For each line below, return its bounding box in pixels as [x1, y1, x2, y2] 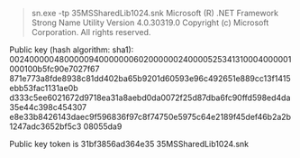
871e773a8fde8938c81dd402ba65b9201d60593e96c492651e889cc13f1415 [9, 73, 291, 84]
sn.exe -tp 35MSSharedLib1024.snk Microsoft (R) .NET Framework [31, 8, 279, 18]
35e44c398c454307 [9, 102, 87, 112]
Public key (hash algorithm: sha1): [9, 44, 134, 55]
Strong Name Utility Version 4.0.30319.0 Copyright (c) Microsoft [31, 17, 269, 28]
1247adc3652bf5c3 [9, 121, 82, 132]
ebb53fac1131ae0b [9, 83, 78, 93]
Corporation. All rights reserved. [31, 27, 151, 37]
